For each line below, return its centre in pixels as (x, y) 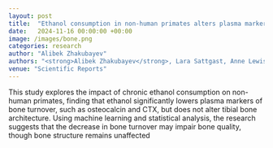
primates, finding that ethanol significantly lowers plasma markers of (147, 100)
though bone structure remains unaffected (79, 135)
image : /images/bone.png (50, 39)
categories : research (45, 46)
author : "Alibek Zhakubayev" (58, 54)
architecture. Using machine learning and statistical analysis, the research (132, 118)
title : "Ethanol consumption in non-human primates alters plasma (125, 24)
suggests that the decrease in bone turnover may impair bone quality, (125, 126)
